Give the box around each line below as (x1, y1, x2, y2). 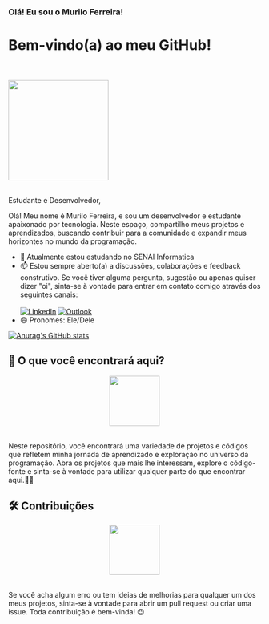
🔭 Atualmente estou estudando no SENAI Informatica (19, 252, 195, 261)
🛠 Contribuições (8, 500, 94, 513)
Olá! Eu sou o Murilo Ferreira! (8, 6, 124, 18)
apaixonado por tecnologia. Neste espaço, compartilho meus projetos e (8, 219, 245, 229)
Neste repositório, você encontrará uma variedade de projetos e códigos (8, 440, 248, 451)
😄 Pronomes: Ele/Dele (19, 315, 94, 325)
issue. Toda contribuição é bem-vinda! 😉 (8, 607, 145, 617)
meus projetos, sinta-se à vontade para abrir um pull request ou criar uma (8, 598, 252, 608)
